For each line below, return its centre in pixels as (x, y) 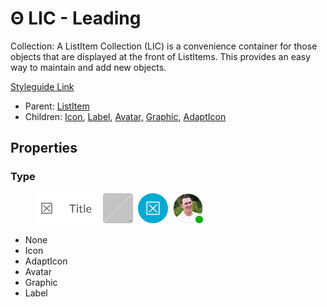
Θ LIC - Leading (76, 18)
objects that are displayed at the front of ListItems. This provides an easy (161, 56)
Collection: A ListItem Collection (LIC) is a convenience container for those (164, 46)
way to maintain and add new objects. (88, 67)
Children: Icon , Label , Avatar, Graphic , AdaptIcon (125, 116)
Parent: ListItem (57, 106)
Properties (44, 148)
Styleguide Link (42, 86)
